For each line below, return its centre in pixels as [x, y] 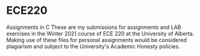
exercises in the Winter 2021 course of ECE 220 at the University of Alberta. [100, 33]
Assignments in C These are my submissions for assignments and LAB [94, 27]
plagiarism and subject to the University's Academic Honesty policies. [93, 46]
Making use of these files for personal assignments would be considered [97, 40]
